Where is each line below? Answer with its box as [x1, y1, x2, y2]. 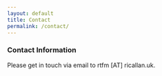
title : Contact [7, 16, 51, 23]
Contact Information [7, 45, 77, 55]
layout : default [7, 10, 54, 17]
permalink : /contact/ [7, 23, 70, 29]
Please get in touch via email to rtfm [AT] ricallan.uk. [7, 61, 156, 69]
